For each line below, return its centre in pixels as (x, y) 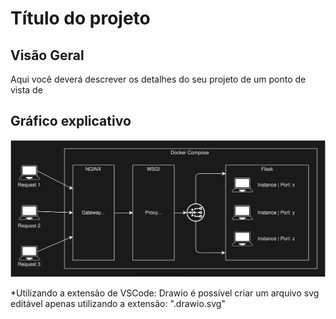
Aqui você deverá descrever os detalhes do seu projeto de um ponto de (158, 79)
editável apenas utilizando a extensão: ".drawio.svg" (118, 303)
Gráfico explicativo (71, 121)
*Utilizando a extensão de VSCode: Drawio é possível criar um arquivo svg (165, 293)
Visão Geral (47, 55)
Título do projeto (80, 18)
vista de (26, 90)
